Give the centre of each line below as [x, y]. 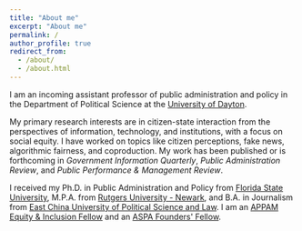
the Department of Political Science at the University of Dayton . [128, 104]
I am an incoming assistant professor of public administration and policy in [149, 94]
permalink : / [34, 35]
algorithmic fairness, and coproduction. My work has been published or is [148, 150]
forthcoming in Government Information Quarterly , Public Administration [145, 160]
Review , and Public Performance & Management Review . [116, 170]
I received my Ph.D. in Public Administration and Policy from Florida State [146, 187]
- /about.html [44, 69]
